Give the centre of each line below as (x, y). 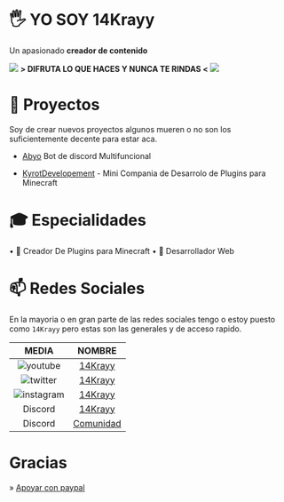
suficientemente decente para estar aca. (83, 139)
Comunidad (97, 423)
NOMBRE (97, 350)
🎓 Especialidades (78, 220)
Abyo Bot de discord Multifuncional (87, 155)
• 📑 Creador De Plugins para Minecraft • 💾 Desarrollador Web (122, 251)
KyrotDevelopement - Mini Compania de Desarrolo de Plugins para (144, 173)
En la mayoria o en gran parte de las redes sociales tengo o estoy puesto (142, 319)
